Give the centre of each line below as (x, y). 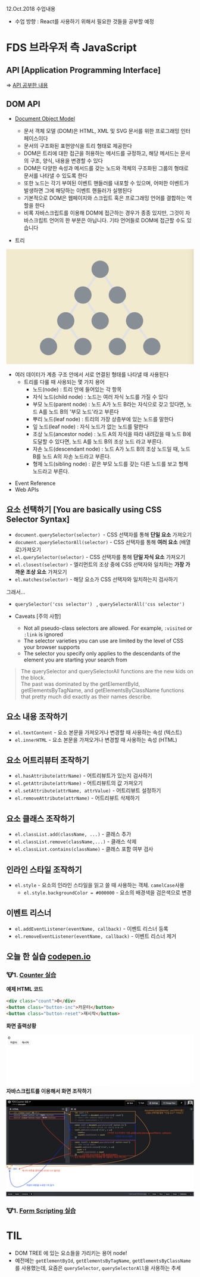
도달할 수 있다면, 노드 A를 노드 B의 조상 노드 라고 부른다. (98, 441)
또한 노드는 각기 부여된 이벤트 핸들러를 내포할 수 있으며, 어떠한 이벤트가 (106, 183)
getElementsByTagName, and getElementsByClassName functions (102, 690)
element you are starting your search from (76, 660)
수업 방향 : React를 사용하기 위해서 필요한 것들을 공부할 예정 (85, 21)
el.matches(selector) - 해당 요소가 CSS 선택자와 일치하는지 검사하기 (96, 579)
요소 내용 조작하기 (37, 717)
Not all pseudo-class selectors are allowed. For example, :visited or (108, 628)
